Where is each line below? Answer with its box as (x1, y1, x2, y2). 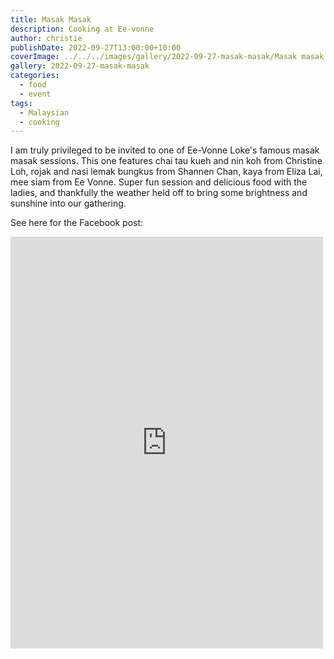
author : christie (10, 33, 83, 43)
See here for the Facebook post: (10, 217, 144, 229)
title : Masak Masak (10, 14, 92, 25)
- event (19, 89, 52, 99)
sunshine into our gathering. (10, 197, 127, 210)
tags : (10, 98, 33, 108)
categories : (10, 71, 60, 81)
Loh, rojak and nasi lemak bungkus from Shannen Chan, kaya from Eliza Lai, (10, 166, 323, 178)
